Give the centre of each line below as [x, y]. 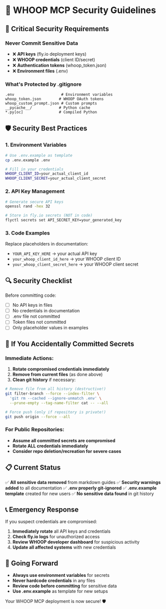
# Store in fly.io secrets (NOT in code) [49, 215]
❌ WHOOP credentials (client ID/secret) [54, 59]
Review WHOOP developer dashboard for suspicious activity [76, 542]
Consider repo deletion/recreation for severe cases [67, 451]
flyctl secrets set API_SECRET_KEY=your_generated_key [63, 220]
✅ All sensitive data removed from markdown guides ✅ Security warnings [83, 482]
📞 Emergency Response [42, 509]
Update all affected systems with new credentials [64, 547]
